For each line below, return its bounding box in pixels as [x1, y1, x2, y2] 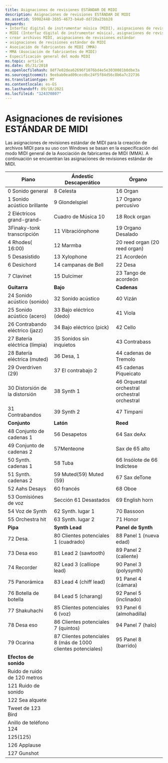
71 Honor [115, 516, 138, 523]
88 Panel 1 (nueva [115, 532, 159, 539]
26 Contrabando [7, 321, 46, 328]
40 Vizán [115, 295, 137, 302]
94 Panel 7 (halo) [115, 621, 157, 628]
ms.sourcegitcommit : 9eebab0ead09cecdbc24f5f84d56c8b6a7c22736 [5, 73, 140, 78]
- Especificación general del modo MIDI [5, 54, 91, 59]
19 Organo [115, 225, 141, 232]
